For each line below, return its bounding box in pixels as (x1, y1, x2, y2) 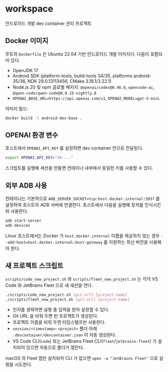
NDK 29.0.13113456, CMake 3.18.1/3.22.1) (27, 78, 112, 84)
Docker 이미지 (5, 36, 49, 45)
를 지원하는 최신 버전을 (103, 239, 148, 245)
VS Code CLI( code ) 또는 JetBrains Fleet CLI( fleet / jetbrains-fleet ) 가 (12, 338, 157, 344)
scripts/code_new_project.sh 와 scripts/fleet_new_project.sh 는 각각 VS (5, 276, 158, 282)
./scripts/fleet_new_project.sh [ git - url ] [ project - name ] (5, 297, 130, 302)
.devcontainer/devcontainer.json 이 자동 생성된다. (12, 332, 117, 338)
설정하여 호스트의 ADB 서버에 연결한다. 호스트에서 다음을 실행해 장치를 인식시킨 (5, 202, 161, 208)
